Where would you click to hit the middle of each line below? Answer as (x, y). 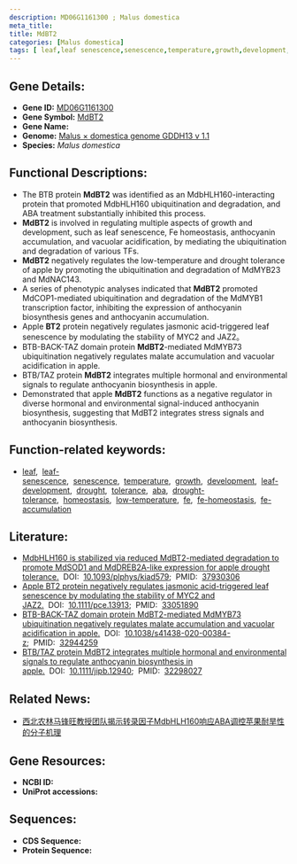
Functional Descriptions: (78, 173)
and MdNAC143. (52, 279)
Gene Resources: (57, 761)
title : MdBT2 (33, 34)
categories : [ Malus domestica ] (67, 42)
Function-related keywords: (88, 450)
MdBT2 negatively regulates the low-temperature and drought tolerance (153, 260)
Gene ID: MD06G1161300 (68, 107)
